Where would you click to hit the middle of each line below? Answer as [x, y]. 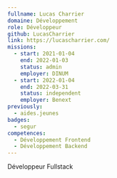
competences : [27, 133]
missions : [22, 47]
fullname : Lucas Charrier [46, 14]
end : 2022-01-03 [45, 61]
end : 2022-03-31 [45, 87]
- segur [25, 126]
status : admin [41, 67]
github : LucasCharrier [41, 34]
